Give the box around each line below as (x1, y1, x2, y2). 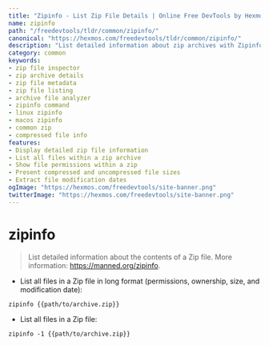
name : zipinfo (8, 19, 56, 27)
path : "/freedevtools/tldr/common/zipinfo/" (8, 26, 159, 35)
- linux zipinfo (8, 109, 62, 117)
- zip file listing (8, 86, 74, 95)
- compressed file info (8, 131, 88, 139)
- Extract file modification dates (8, 176, 127, 185)
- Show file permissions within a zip (8, 161, 138, 169)
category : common (8, 49, 66, 57)
